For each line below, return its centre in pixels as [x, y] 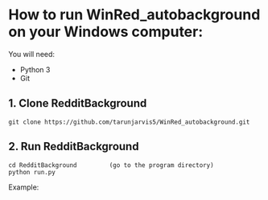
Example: [24, 187]
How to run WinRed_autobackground [134, 15]
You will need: [31, 54]
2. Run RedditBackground [74, 147]
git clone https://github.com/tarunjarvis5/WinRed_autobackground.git [129, 122]
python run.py [32, 172]
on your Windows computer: [106, 32]
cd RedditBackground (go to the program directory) [111, 165]
